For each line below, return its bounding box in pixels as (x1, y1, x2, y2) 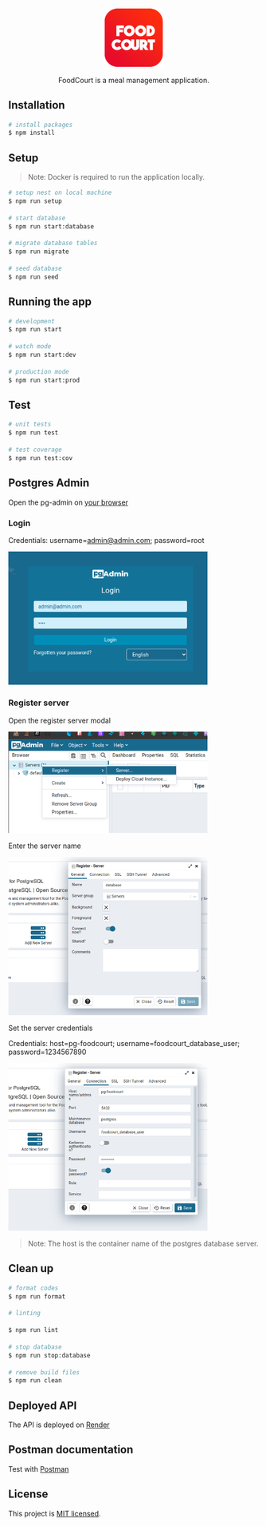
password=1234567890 (8, 1047, 87, 1056)
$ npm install (8, 129, 56, 137)
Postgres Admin (8, 476, 90, 490)
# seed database (8, 264, 62, 273)
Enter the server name (8, 841, 82, 850)
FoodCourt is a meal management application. (58, 75, 209, 85)
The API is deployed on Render (8, 1420, 110, 1429)
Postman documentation (8, 1443, 134, 1457)
